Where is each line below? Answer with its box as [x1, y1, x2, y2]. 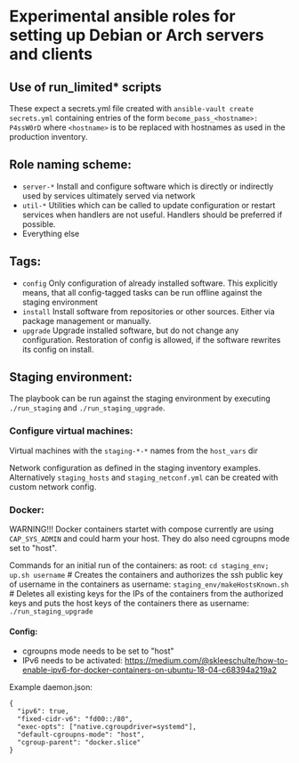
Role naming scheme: [9, 158, 132, 173]
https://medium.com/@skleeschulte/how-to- [124, 655, 288, 666]
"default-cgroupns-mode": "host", [17, 730, 145, 740]
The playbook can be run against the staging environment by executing [9, 394, 271, 404]
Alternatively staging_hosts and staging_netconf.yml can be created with [9, 472, 279, 483]
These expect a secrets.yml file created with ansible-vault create [9, 103, 254, 113]
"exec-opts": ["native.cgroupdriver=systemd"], [17, 723, 198, 732]
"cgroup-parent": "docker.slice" [17, 738, 141, 747]
